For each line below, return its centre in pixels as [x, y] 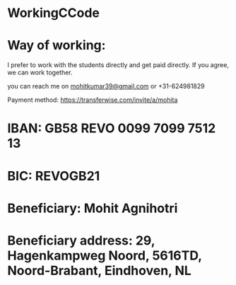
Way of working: [57, 46]
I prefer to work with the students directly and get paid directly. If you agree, [118, 65]
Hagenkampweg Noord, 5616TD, [105, 255]
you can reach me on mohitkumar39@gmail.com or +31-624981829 [106, 86]
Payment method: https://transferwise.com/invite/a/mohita [93, 100]
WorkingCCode [54, 13]
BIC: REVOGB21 [54, 176]
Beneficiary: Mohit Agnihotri [93, 208]
